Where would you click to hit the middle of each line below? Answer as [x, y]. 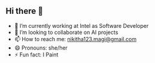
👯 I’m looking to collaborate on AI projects [66, 32]
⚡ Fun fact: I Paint [36, 55]
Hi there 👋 [24, 11]
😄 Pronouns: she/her [41, 48]
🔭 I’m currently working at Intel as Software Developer [81, 25]
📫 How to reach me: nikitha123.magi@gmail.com [75, 39]
